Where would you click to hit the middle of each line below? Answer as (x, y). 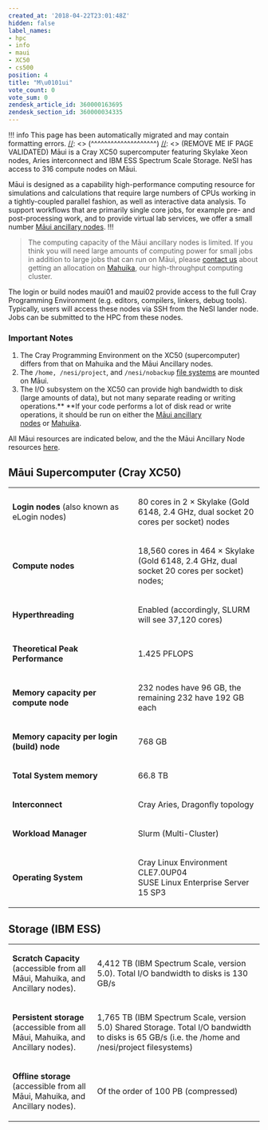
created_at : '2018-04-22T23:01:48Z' (69, 16)
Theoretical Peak (45, 649)
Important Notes (41, 338)
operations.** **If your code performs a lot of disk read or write (125, 406)
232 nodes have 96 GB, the (190, 688)
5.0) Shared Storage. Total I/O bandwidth (174, 1027)
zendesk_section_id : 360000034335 (66, 113)
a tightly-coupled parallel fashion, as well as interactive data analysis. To (127, 201)
